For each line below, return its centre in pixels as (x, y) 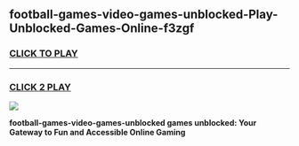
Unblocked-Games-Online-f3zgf (102, 29)
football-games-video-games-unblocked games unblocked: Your (133, 122)
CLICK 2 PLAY (40, 87)
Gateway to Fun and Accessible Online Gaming (97, 132)
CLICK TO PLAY (44, 54)
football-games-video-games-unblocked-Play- (144, 15)
